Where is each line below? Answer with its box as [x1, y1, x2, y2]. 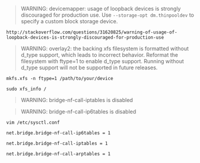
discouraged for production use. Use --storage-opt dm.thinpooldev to [20, 11, 194, 19]
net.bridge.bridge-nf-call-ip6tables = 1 [6, 130, 111, 136]
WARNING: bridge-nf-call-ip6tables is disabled [20, 108, 136, 115]
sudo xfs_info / [6, 86, 47, 92]
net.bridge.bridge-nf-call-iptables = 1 [6, 140, 109, 146]
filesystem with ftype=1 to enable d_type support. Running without [20, 58, 184, 64]
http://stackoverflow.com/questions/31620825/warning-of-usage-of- [6, 29, 178, 35]
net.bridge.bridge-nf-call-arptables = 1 [6, 151, 111, 157]
